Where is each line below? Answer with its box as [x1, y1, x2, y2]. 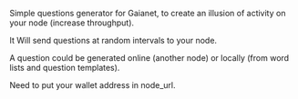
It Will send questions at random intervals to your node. [9, 35, 217, 45]
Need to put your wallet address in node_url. [9, 80, 176, 90]
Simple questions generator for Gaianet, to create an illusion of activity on [9, 8, 286, 18]
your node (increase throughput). [9, 17, 135, 28]
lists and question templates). [9, 63, 120, 73]
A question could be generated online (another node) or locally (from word [9, 53, 290, 63]
